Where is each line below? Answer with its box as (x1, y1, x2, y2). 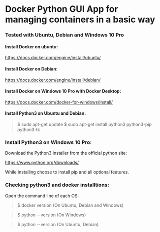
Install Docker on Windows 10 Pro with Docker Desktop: (5, 88, 122, 94)
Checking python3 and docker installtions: (5, 181, 109, 188)
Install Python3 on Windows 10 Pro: (5, 139, 92, 146)
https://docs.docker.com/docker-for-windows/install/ (5, 99, 113, 105)
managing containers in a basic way (5, 14, 156, 25)
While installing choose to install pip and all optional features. (5, 169, 129, 175)
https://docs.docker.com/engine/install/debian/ (5, 77, 101, 83)
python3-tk (17, 127, 40, 133)
